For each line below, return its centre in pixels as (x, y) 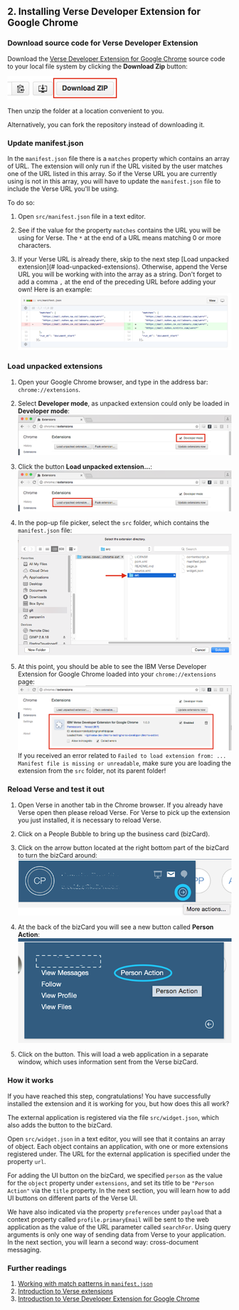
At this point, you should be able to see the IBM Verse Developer (112, 666)
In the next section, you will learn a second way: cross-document (103, 1242)
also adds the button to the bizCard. (60, 1125)
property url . (27, 1161)
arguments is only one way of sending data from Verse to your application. (117, 1234)
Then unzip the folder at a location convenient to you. (86, 110)
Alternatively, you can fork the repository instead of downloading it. (106, 125)
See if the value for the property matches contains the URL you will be (119, 230)
